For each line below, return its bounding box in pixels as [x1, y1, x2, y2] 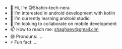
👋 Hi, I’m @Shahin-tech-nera [10, 5, 70, 10]
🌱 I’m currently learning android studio [10, 15, 90, 21]
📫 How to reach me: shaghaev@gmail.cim [10, 26, 99, 32]
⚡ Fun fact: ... [10, 39, 38, 45]
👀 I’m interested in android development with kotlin [10, 10, 115, 16]
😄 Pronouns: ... [10, 33, 43, 39]
